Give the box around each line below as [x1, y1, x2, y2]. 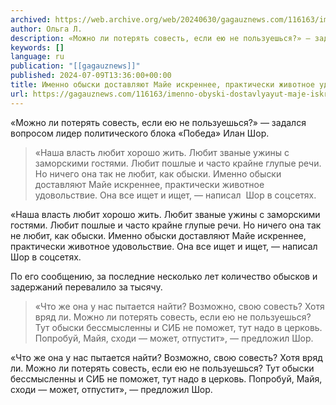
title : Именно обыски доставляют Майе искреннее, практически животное [10, 80, 315, 90]
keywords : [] [10, 42, 65, 53]
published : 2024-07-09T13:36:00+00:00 [10, 71, 172, 81]
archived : [10, 14, 52, 25]
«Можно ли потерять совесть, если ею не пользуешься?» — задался [10, 116, 307, 128]
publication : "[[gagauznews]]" [10, 61, 141, 71]
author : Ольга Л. [10, 24, 83, 34]
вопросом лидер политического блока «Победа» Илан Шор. [10, 127, 270, 139]
